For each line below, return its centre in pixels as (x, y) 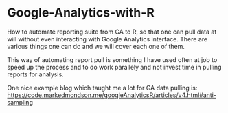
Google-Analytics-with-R (81, 13)
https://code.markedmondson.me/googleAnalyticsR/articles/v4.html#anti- (112, 95)
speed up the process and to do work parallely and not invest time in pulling (114, 67)
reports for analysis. (35, 74)
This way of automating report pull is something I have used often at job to (112, 59)
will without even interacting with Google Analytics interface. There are (107, 39)
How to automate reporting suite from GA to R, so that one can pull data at (112, 32)
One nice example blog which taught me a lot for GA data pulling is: (102, 88)
